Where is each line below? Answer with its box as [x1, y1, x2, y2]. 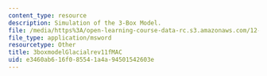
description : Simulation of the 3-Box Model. [8, 19, 161, 27]
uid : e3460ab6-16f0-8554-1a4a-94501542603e [8, 56, 155, 64]
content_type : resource [8, 11, 87, 20]
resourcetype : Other [8, 41, 77, 49]
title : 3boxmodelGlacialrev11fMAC [8, 48, 123, 56]
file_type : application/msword [8, 33, 112, 42]
